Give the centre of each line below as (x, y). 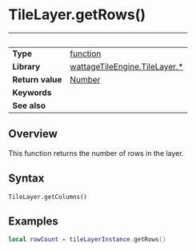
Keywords (32, 92)
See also (29, 106)
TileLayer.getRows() (77, 15)
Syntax (26, 179)
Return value (37, 79)
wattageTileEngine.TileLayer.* (127, 66)
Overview (33, 134)
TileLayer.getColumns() (48, 197)
